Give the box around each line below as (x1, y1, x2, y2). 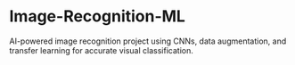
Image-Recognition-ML (9, 6, 185, 27)
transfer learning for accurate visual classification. (9, 45, 193, 55)
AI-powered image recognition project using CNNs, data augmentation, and (9, 36, 287, 46)
